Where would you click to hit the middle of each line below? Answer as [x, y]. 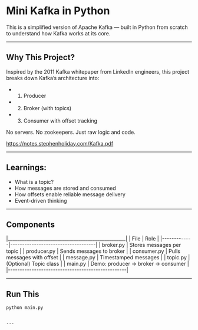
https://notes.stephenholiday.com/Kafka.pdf [60, 143]
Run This [23, 294]
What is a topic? [34, 181]
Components [30, 224]
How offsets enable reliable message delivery [70, 194]
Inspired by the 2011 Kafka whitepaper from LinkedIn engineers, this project [98, 71]
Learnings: [27, 168]
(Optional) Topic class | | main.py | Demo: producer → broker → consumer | [98, 264]
